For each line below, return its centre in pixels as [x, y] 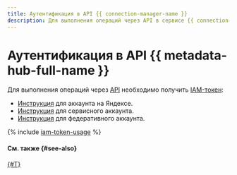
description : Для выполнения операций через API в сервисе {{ [101, 20]
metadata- [196, 55]
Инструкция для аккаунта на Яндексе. [75, 104]
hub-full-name [51, 70]
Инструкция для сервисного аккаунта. [75, 111]
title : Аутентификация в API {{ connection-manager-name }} [98, 14]
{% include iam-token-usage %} [54, 132]
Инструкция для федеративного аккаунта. [81, 119]
